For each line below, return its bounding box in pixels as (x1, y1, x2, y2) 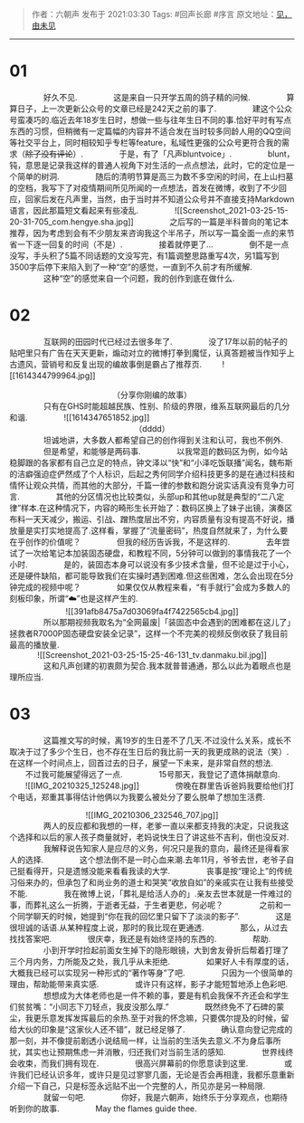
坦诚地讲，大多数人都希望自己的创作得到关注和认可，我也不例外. (43, 434, 283, 445)
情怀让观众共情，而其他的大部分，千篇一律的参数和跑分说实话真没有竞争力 (9, 480, 287, 490)
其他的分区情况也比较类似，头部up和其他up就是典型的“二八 (55, 490, 277, 501)
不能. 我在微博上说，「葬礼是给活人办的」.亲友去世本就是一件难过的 (9, 888, 292, 899)
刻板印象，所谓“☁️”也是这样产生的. (9, 593, 138, 604)
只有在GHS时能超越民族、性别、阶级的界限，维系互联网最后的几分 (43, 400, 290, 411)
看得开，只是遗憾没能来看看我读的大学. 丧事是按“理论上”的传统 (24, 865, 293, 876)
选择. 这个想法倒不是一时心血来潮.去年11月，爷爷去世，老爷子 (24, 854, 287, 865)
